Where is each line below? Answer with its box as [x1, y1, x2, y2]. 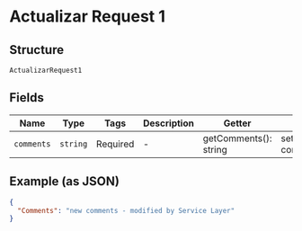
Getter [223, 117, 252, 129]
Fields [9, 90, 45, 105]
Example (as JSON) [9, 173, 120, 190]
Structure [9, 42, 65, 58]
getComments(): [202, 132, 272, 145]
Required [95, 138, 135, 150]
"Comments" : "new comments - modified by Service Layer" [17, 206, 235, 215]
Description [143, 117, 195, 129]
